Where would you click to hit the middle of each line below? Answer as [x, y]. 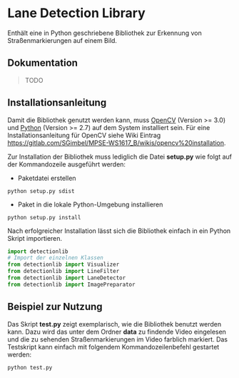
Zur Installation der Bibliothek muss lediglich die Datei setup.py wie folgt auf [120, 156]
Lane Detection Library [76, 13]
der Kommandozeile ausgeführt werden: [67, 164]
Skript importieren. [35, 238]
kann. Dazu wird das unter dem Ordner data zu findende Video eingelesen [117, 332]
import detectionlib [38, 252]
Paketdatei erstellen [47, 178]
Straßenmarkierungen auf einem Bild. [62, 40]
